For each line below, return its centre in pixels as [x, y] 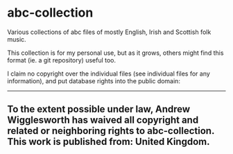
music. [17, 39]
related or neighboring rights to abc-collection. [111, 131]
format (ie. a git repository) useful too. [62, 60]
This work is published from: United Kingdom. [109, 142]
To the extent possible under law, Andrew [99, 109]
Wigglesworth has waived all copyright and [103, 120]
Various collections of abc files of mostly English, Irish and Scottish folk [109, 32]
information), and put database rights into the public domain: [94, 80]
